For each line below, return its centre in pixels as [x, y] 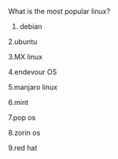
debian [31, 26]
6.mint [18, 102]
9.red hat [23, 148]
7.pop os [22, 117]
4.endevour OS [33, 72]
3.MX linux [26, 57]
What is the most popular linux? [59, 11]
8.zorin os [24, 133]
